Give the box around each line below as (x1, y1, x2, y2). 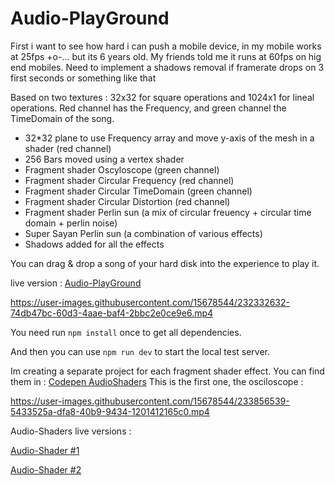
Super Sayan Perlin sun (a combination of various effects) (24, 227, 263, 239)
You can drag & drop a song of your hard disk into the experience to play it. (10, 257, 320, 269)
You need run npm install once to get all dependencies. (10, 326, 242, 338)
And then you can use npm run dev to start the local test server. (10, 345, 271, 357)
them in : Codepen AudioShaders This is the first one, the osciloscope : (10, 375, 304, 387)
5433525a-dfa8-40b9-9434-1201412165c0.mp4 (10, 405, 210, 417)
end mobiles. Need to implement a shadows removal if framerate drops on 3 (10, 61, 325, 73)
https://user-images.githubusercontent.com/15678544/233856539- (10, 395, 290, 407)
